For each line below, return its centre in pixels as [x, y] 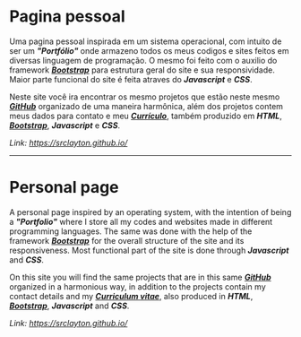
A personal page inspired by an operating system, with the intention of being [150, 212]
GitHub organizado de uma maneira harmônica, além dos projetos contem [146, 106]
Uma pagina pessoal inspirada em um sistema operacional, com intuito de [146, 41]
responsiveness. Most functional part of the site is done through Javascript [149, 250]
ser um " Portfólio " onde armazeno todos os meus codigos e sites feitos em [149, 50]
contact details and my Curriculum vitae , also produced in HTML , [131, 296]
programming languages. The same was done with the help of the [131, 231]
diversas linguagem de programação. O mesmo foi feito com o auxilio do [143, 60]
